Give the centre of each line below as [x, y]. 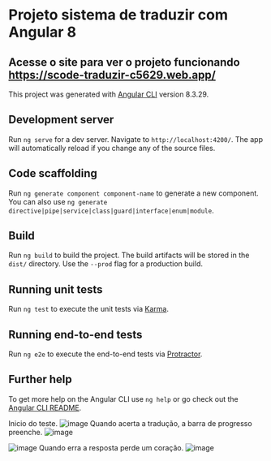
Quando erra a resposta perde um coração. [112, 447]
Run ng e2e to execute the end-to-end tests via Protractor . [105, 354]
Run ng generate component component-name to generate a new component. [134, 193]
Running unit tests [56, 289]
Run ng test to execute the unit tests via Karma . [88, 309]
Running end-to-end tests [75, 334]
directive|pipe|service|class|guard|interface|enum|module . [111, 210]
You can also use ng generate [58, 201]
